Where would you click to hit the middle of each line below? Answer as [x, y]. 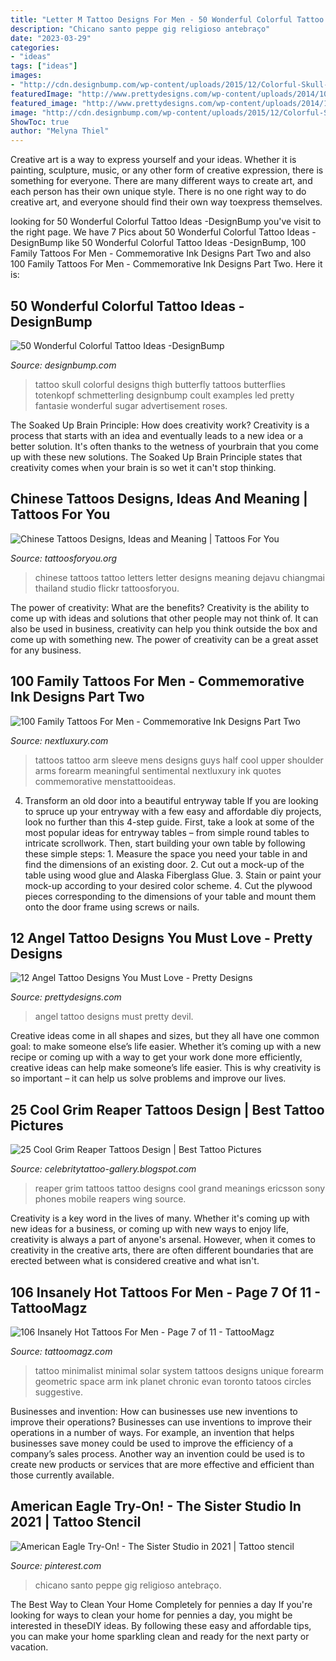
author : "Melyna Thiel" [60, 131]
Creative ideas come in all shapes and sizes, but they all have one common [165, 1036]
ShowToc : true [40, 122]
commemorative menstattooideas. [105, 781]
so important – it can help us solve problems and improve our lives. [148, 1078]
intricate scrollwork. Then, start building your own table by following [165, 843]
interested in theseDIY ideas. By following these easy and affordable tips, [161, 1625]
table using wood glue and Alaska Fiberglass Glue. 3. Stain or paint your [173, 875]
